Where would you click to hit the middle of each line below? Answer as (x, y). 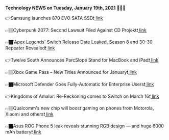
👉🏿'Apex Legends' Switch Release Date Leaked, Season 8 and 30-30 (79, 42)
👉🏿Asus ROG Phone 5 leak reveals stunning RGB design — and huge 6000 (85, 126)
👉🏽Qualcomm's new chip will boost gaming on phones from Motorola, (80, 108)
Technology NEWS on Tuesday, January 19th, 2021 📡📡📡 (66, 8)
